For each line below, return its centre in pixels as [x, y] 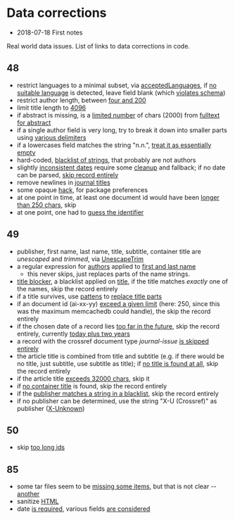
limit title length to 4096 [51, 108]
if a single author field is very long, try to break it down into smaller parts [122, 130]
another [28, 494]
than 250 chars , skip [46, 205]
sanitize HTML [38, 502]
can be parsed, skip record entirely [68, 175]
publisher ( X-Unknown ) [51, 408]
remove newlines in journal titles [63, 182]
